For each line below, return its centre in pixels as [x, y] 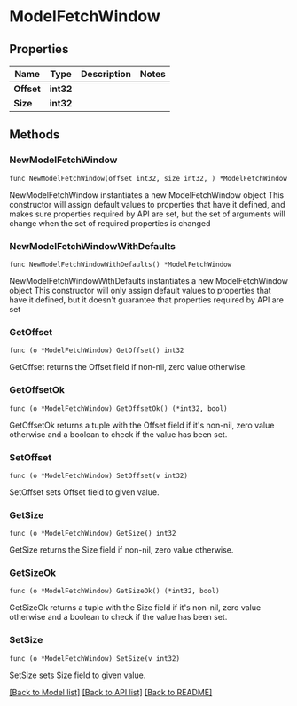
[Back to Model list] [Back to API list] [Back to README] [111, 692]
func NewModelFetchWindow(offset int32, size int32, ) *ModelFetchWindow [148, 178]
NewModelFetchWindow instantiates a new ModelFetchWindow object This [147, 195]
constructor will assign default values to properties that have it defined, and [147, 204]
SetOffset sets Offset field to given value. [84, 492]
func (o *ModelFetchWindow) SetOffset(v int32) [99, 475]
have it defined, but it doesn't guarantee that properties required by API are [146, 300]
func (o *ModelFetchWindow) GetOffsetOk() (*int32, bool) [118, 408]
